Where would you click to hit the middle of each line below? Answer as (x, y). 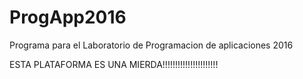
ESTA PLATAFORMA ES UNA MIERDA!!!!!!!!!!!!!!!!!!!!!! (114, 64)
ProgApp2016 (68, 17)
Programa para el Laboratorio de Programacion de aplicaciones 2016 (151, 45)
